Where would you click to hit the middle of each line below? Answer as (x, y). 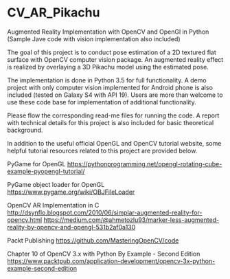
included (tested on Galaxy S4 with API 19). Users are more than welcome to (115, 95)
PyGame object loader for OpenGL (56, 184)
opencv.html (25, 220)
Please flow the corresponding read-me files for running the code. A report (113, 115)
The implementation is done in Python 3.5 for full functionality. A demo (107, 80)
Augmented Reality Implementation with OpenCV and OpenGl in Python (108, 32)
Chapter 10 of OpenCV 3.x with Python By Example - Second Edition (104, 254)
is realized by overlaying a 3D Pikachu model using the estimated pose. (108, 67)
